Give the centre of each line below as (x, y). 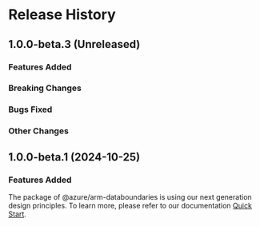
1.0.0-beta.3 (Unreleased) (74, 44)
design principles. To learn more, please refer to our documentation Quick (130, 205)
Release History (62, 15)
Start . (17, 214)
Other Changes (39, 131)
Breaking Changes (45, 88)
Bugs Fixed (30, 109)
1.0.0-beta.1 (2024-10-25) (74, 157)
